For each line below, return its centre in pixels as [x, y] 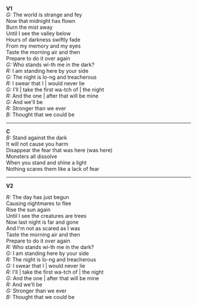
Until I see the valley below [39, 33]
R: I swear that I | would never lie [45, 83]
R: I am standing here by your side [47, 71]
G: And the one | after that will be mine [53, 278]
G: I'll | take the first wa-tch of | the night [55, 90]
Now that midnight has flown [41, 21]
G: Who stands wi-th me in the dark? [50, 65]
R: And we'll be [24, 285]
